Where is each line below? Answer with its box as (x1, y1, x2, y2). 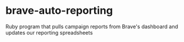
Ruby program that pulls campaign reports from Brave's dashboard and (5, 23, 179, 30)
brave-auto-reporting (5, 4, 113, 17)
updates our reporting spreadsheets (5, 29, 93, 36)
